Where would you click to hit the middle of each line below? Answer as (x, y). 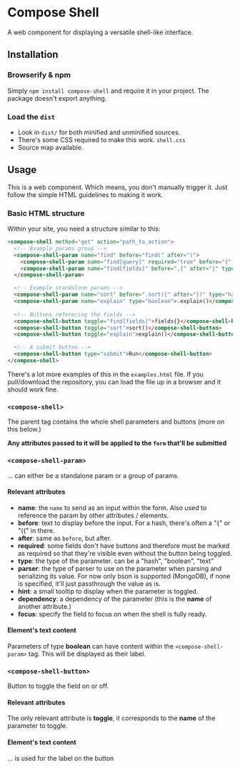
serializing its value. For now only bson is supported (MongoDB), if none (124, 576)
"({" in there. (36, 530)
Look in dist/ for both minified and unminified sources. (99, 132)
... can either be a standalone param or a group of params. (94, 475)
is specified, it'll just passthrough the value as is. (89, 584)
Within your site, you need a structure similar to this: (84, 229)
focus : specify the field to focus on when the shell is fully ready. (112, 614)
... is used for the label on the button (61, 758)
